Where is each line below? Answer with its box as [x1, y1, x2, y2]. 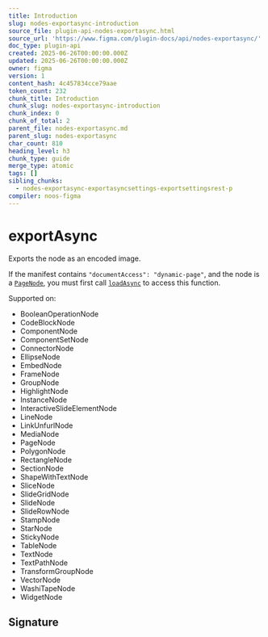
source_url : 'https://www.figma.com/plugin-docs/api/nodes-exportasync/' [8, 34, 262, 43]
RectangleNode [19, 455, 73, 464]
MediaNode [19, 429, 60, 438]
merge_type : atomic [8, 162, 74, 170]
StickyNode [19, 532, 60, 542]
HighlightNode [19, 386, 69, 396]
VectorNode [19, 575, 61, 585]
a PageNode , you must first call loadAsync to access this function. [8, 278, 221, 287]
